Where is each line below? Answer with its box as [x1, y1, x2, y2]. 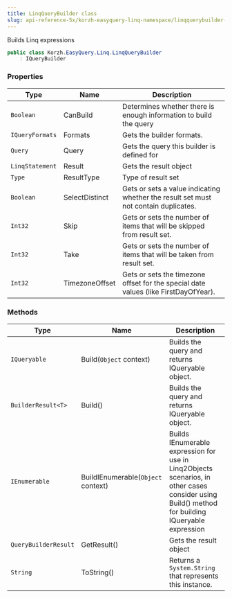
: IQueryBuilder [19, 55, 67, 62]
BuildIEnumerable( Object [81, 472, 162, 482]
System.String [168, 564, 215, 572]
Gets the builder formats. [122, 130, 203, 139]
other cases [168, 481, 208, 491]
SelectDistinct [63, 192, 109, 202]
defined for [122, 150, 159, 159]
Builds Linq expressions [7, 35, 75, 44]
